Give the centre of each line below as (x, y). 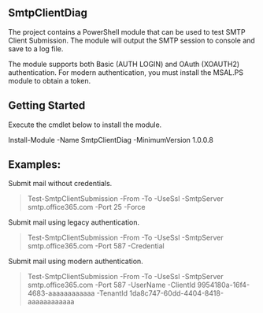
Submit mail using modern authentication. (76, 261)
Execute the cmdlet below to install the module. (85, 125)
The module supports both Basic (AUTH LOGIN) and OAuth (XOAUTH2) (124, 64)
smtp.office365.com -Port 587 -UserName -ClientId (111, 285)
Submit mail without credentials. (60, 184)
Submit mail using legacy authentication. (74, 222)
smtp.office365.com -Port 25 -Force (86, 207)
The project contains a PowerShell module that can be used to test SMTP (127, 32)
